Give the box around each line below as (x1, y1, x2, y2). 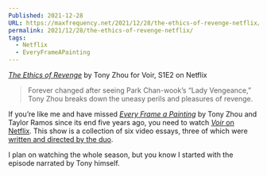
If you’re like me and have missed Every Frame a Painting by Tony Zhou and (8, 109, 257, 119)
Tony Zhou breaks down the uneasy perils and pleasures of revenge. (27, 94, 253, 103)
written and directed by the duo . (8, 135, 114, 143)
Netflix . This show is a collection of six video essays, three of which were (8, 126, 248, 136)
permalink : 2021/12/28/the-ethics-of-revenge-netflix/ (8, 26, 194, 34)
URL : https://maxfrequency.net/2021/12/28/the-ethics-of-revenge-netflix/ (8, 19, 261, 27)
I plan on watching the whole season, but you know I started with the (8, 150, 234, 159)
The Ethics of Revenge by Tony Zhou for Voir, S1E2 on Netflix (8, 71, 208, 79)
